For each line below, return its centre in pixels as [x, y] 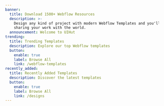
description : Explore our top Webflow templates [60, 46]
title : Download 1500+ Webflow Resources [52, 14]
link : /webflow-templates [40, 64]
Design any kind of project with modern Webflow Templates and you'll [87, 23]
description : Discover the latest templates [55, 78]
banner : [13, 10]
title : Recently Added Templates [43, 73]
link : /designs [29, 96]
